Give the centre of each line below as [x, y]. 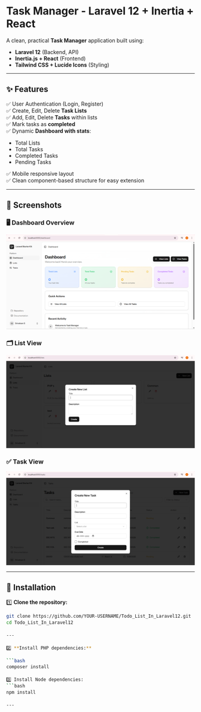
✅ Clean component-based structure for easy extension [75, 180]
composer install [28, 667]
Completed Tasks [36, 155]
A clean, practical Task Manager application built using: [75, 40]
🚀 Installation [31, 587]
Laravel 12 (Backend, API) [47, 52]
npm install [21, 692]
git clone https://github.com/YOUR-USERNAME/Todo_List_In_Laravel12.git [99, 617]
